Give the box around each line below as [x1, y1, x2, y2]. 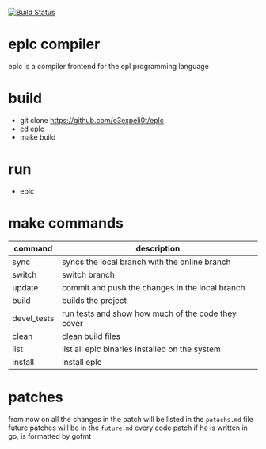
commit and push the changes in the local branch [62, 282, 245, 293]
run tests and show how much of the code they [62, 308, 237, 319]
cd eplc [19, 124, 45, 133]
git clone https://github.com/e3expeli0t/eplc [19, 115, 164, 125]
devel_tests [12, 313, 55, 324]
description [135, 243, 180, 254]
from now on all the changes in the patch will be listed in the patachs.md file [8, 414, 253, 424]
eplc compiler [8, 36, 101, 53]
